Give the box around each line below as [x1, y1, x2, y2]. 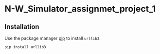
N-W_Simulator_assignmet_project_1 [4, 3, 156, 14]
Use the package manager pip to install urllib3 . [4, 35, 101, 41]
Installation [4, 23, 39, 31]
